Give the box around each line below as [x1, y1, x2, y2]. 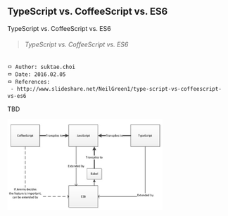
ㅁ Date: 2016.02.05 [7, 71, 66, 78]
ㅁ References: [7, 79, 51, 86]
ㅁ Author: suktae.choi [7, 63, 76, 71]
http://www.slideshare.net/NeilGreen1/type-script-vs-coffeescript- [16, 86, 222, 93]
